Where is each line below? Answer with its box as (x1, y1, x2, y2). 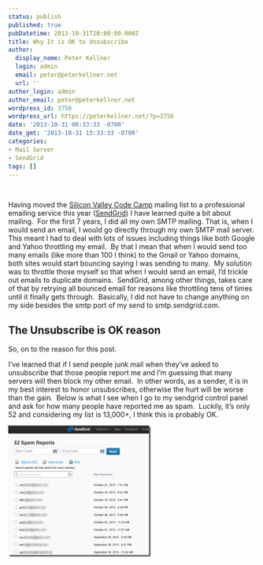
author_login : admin (8, 87, 76, 95)
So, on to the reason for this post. (8, 344, 117, 354)
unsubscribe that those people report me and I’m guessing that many (8, 368, 232, 377)
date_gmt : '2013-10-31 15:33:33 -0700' (8, 129, 139, 137)
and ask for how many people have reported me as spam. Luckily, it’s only (8, 402, 250, 411)
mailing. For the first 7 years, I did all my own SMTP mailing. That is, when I (8, 217, 254, 226)
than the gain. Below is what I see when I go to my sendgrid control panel (8, 393, 248, 403)
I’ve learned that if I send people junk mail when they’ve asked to (8, 359, 219, 370)
